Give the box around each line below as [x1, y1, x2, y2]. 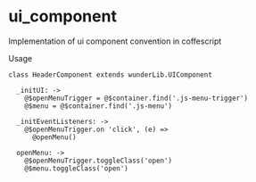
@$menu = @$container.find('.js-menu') [24, 101, 173, 111]
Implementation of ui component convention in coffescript [8, 36, 222, 46]
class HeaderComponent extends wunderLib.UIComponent [8, 70, 213, 79]
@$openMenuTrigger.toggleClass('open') [24, 156, 173, 165]
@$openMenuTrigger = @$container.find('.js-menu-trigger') [24, 94, 249, 103]
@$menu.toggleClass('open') [24, 163, 128, 173]
